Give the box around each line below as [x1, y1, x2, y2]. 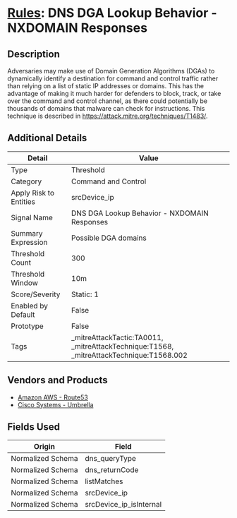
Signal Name [11, 212, 53, 222]
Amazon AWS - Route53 [17, 393, 88, 402]
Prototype [11, 321, 44, 331]
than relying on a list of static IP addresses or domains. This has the [7, 82, 205, 90]
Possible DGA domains [71, 233, 147, 243]
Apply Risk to [11, 188, 55, 198]
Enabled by [11, 301, 48, 311]
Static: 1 [71, 289, 99, 299]
